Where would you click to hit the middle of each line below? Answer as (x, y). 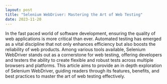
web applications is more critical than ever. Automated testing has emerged (83, 39)
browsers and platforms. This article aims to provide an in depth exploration (83, 65)
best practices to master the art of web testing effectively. (65, 76)
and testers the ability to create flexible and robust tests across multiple (79, 60)
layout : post (19, 10)
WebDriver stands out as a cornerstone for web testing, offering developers (84, 55)
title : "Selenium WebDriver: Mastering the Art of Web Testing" (74, 15)
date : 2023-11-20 (23, 19)
